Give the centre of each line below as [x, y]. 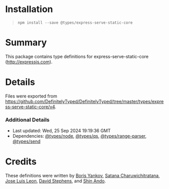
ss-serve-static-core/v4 [30, 107]
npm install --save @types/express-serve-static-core [75, 23]
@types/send [26, 141]
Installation [29, 9]
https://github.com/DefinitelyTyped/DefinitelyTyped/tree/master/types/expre [84, 101]
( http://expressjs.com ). [29, 62]
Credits [21, 162]
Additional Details [27, 120]
